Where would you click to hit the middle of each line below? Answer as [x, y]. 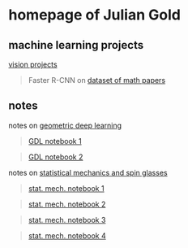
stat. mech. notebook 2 [67, 204]
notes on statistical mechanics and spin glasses [88, 172]
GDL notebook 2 [56, 157]
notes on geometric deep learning [65, 125]
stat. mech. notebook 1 [66, 188]
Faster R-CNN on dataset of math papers [97, 80]
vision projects [33, 64]
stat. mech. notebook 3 [67, 220]
